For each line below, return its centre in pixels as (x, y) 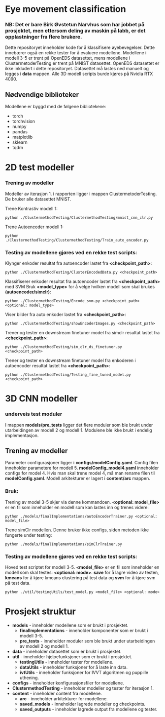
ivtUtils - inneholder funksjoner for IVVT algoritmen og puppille (84, 672)
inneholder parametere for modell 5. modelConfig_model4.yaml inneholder (82, 468)
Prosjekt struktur (41, 612)
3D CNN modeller (41, 399)
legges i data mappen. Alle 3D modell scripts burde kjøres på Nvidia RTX (79, 74)
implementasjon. (22, 435)
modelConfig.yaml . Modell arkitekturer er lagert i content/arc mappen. (78, 478)
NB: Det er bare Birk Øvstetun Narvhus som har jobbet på (75, 25)
